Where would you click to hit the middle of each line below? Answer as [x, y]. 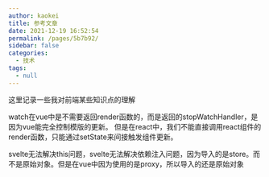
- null [27, 76]
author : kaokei [34, 16]
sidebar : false [34, 46]
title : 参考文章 [33, 23]
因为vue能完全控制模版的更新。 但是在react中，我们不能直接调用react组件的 [135, 126]
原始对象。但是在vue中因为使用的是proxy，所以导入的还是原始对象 [133, 164]
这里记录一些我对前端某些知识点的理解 [72, 99]
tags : [17, 68]
